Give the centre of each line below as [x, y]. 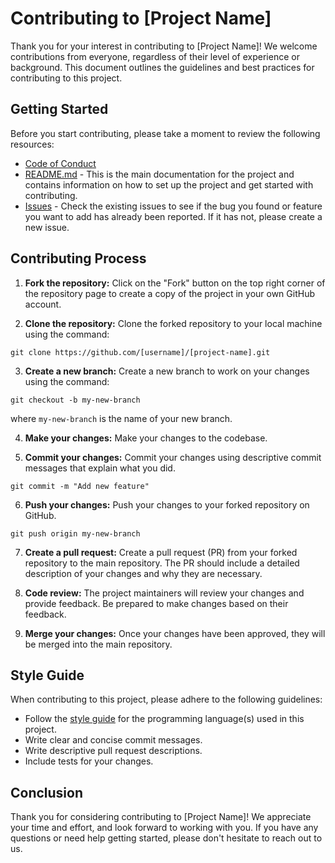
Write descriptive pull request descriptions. [113, 751]
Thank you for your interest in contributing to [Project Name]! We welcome [164, 46]
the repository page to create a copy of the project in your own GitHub [169, 293]
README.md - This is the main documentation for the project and [159, 174]
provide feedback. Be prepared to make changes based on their [156, 603]
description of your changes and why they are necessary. [143, 573]
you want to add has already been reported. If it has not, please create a [173, 216]
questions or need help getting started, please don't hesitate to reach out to [166, 838]
